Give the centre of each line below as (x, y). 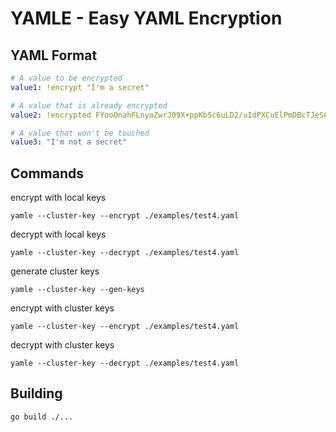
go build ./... (42, 417)
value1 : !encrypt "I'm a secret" (80, 87)
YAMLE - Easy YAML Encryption (146, 18)
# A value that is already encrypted (89, 105)
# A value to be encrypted (66, 78)
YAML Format (54, 55)
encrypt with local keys (58, 198)
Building (36, 393)
